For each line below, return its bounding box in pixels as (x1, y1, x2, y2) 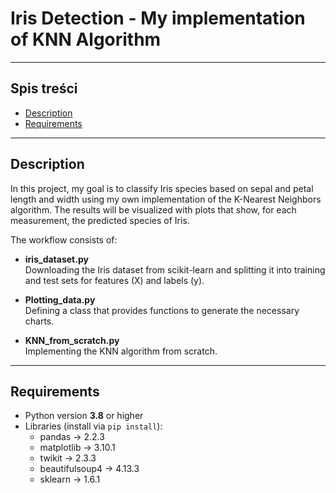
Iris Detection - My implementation (10, 7, 306, 30)
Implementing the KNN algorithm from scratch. (24, 345, 218, 357)
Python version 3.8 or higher (24, 410, 144, 422)
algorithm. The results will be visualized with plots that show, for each (10, 203, 297, 216)
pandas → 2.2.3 (39, 431, 105, 443)
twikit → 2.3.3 (39, 452, 97, 464)
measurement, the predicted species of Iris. (10, 214, 190, 226)
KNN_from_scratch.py (24, 334, 120, 346)
